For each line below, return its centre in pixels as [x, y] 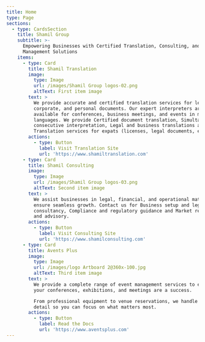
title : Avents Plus [53, 250]
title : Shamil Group [43, 35]
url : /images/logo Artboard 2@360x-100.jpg [90, 267]
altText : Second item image [69, 188]
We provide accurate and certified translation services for [113, 103]
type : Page [20, 18]
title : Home [21, 12]
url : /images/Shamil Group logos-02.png [85, 86]
